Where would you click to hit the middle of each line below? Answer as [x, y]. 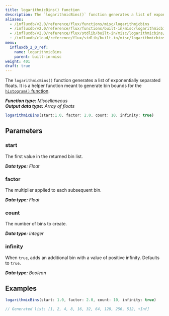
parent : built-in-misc [38, 57]
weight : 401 [18, 61]
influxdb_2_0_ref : [29, 47]
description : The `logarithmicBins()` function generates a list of [78, 15]
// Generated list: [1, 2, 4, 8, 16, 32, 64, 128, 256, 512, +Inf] [77, 309]
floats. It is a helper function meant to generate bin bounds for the [73, 86]
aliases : [14, 19]
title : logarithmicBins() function [43, 10]
